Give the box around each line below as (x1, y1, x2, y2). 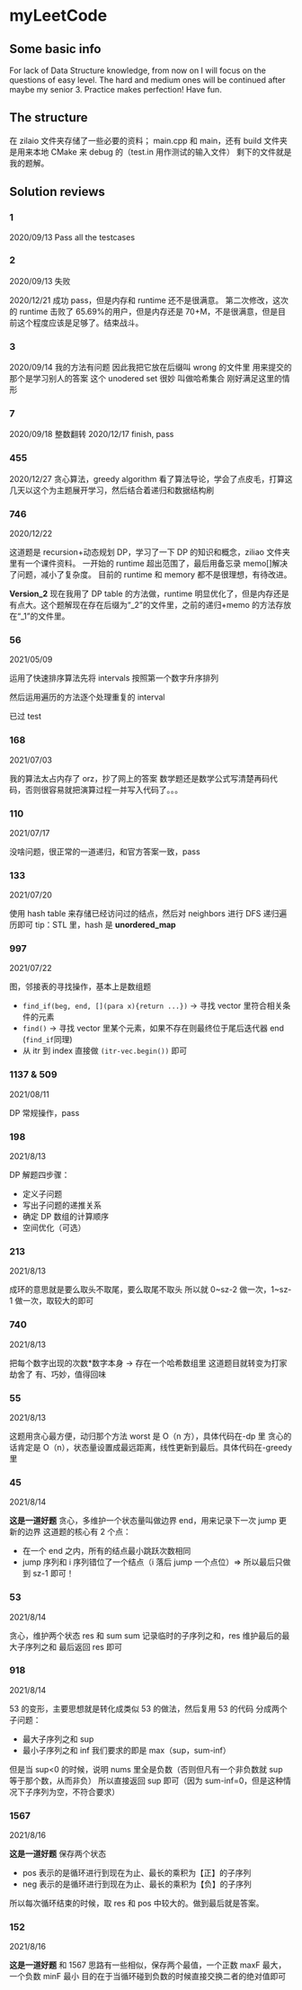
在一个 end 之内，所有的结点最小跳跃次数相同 (22, 1546, 191, 1557)
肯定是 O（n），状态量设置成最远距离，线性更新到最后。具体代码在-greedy (16, 1441, 292, 1452)
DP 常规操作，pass (9, 1107, 80, 1118)
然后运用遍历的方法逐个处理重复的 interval (9, 692, 165, 702)
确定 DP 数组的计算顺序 (22, 1211, 110, 1222)
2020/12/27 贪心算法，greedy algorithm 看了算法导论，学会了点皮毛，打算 (9, 473, 285, 484)
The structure (9, 110, 88, 126)
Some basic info (9, 41, 102, 57)
